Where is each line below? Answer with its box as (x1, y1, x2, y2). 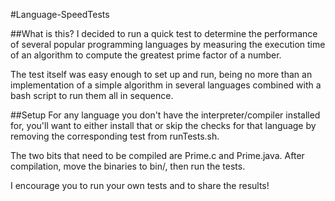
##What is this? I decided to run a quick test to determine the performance (10, 28, 318, 39)
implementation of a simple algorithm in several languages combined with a (10, 79, 322, 91)
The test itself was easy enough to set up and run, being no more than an (10, 69, 313, 80)
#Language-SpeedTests (10, 9, 110, 20)
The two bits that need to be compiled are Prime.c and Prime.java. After (10, 150, 305, 161)
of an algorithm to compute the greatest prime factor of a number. (10, 49, 282, 61)
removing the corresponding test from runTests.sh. (10, 130, 220, 142)
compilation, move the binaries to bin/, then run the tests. (10, 160, 246, 172)
